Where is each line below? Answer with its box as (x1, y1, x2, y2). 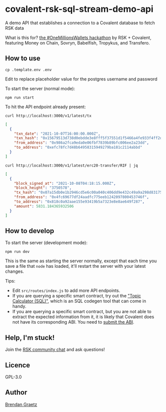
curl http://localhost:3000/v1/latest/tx (5, 113, 92, 118)
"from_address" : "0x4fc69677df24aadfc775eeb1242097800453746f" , (14, 195, 149, 200)
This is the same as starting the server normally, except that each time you (5, 258, 157, 264)
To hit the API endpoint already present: (5, 104, 86, 110)
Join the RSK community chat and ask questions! (5, 347, 105, 353)
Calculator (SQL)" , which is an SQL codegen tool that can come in (12, 298, 147, 304)
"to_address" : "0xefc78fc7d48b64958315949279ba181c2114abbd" (14, 145, 142, 150)
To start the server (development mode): (5, 240, 88, 246)
